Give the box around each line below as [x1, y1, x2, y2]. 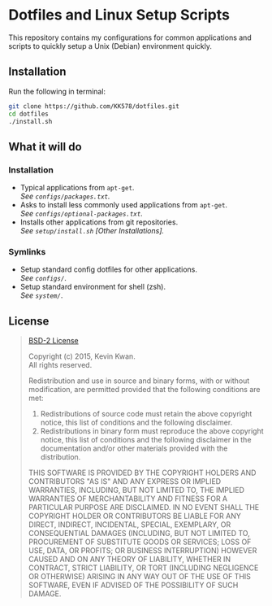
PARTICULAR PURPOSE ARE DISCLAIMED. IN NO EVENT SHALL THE [28, 503, 260, 512]
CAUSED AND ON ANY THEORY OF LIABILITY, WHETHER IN [28, 555, 231, 565]
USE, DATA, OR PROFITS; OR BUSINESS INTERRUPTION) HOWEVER [28, 546, 257, 556]
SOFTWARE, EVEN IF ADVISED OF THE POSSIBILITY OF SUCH [28, 580, 239, 591]
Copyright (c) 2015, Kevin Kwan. [28, 351, 136, 361]
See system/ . [19, 290, 63, 300]
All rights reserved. [28, 360, 93, 370]
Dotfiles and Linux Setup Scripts [8, 6, 230, 24]
